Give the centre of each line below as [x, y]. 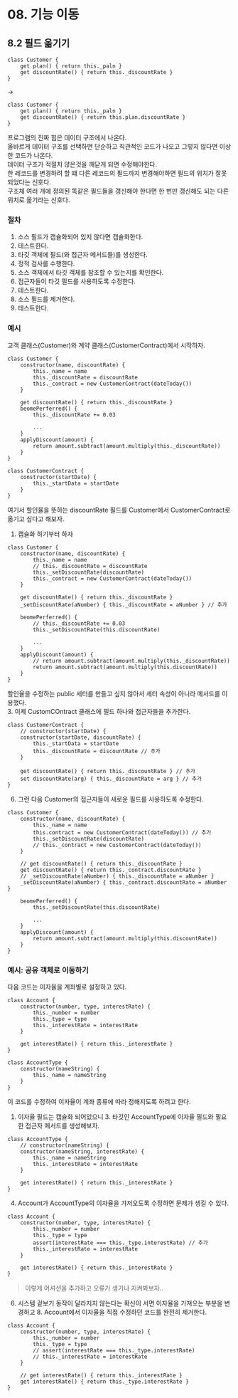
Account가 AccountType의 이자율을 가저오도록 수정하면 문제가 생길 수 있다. [123, 1203]
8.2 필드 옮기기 [39, 43]
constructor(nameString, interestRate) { [82, 1151]
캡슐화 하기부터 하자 [45, 534]
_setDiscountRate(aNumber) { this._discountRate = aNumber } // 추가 [124, 605]
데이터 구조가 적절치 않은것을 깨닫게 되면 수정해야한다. [82, 164]
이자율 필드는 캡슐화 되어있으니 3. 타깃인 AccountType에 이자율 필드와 [116, 1116]
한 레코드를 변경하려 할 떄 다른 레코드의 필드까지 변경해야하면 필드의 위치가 [111, 173]
